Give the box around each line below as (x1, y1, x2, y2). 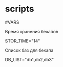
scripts (5, 3, 34, 14)
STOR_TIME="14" (5, 38, 40, 44)
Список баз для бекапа (5, 47, 54, 53)
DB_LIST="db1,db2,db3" (5, 56, 54, 62)
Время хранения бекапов (5, 28, 59, 34)
